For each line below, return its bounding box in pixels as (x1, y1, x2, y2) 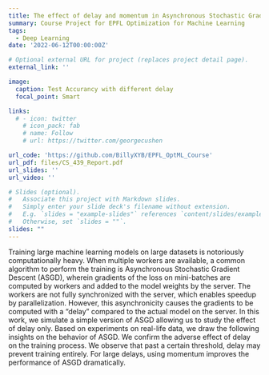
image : (8, 78, 30, 86)
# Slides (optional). (8, 188, 81, 196)
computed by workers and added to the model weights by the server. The (8, 281, 251, 290)
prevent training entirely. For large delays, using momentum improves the (8, 349, 250, 358)
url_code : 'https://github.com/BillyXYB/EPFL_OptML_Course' (8, 151, 214, 159)
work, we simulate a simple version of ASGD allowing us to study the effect (8, 315, 256, 325)
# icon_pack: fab (22, 122, 81, 130)
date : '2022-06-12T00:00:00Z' (8, 42, 110, 50)
